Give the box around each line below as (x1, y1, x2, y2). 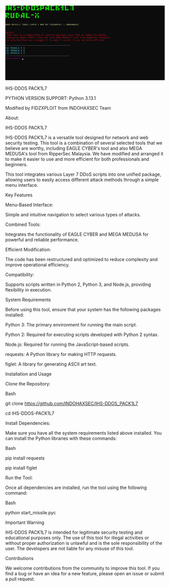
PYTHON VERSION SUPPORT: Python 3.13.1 (5, 95, 96, 102)
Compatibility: (5, 272, 34, 278)
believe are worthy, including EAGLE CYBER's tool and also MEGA (5, 145, 143, 151)
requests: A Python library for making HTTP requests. (5, 351, 117, 357)
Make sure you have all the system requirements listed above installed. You (5, 430, 162, 436)
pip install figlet (5, 465, 37, 471)
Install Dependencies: (5, 420, 51, 427)
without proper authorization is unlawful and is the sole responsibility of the (5, 540, 163, 546)
